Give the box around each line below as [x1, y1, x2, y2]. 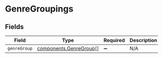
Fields [5, 23, 24, 31]
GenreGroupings [5, 3, 74, 14]
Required [103, 37, 125, 43]
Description [129, 37, 158, 43]
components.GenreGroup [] [37, 45, 99, 52]
